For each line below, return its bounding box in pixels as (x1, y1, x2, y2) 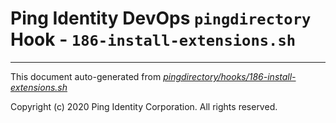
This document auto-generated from (10, 70, 162, 82)
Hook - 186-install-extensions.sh (10, 28, 297, 51)
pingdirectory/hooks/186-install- (163, 70, 297, 82)
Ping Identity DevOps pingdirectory (10, 7, 312, 30)
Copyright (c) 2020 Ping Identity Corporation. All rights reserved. (10, 100, 278, 112)
